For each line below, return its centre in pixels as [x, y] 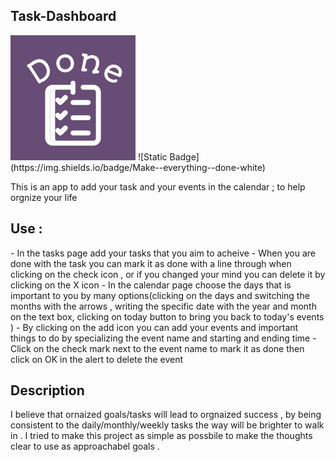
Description [47, 390]
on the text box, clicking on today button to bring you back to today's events [167, 316]
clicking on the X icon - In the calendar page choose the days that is [151, 285]
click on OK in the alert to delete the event [97, 359]
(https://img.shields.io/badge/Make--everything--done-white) [138, 167]
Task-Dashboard [63, 16]
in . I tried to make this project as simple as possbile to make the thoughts [161, 436]
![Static [152, 156]
